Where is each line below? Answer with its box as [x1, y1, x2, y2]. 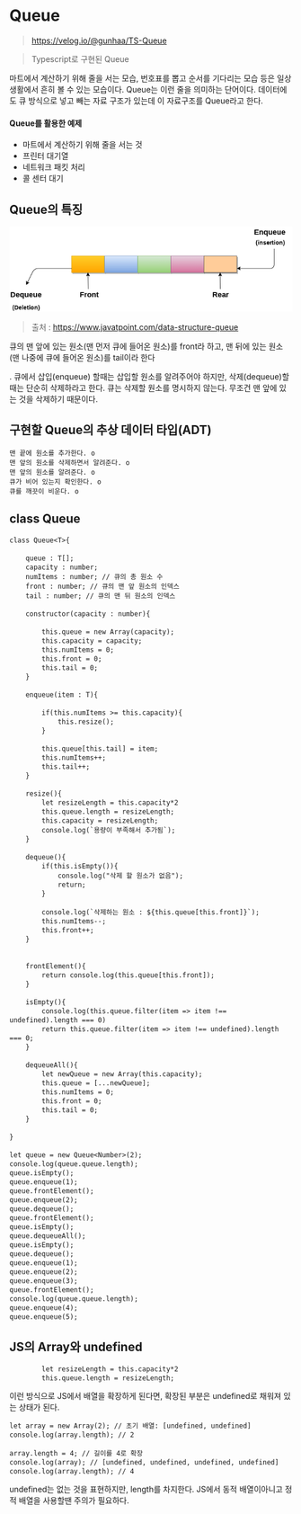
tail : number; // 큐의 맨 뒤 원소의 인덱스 [25, 592, 176, 601]
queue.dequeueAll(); [9, 1232, 87, 1241]
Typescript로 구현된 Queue [31, 53, 129, 64]
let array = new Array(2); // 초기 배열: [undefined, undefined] [9, 1421, 252, 1430]
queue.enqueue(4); [9, 1304, 78, 1313]
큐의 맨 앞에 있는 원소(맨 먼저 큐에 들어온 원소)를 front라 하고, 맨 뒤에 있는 [9, 341, 267, 352]
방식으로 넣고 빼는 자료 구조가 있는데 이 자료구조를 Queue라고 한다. [28, 95, 263, 106]
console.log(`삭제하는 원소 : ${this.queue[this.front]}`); [41, 908, 261, 917]
